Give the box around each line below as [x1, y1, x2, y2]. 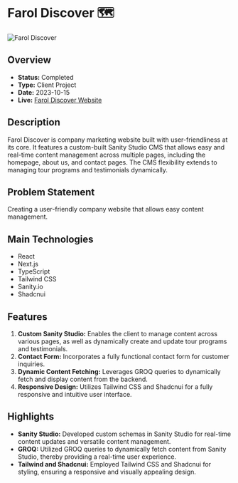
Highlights [7, 410, 55, 423]
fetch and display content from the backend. [17, 375, 148, 383]
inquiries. [17, 360, 45, 368]
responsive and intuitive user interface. [17, 390, 133, 398]
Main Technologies [7, 233, 94, 245]
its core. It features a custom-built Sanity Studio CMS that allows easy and [7, 142, 225, 151]
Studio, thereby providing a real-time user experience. [17, 452, 176, 461]
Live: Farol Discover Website [17, 95, 102, 104]
